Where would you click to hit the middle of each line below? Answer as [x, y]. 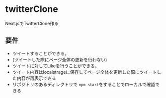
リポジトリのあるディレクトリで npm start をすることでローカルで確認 [84, 84]
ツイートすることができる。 [41, 53]
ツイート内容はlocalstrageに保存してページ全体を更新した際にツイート [85, 72]
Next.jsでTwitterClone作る [32, 23]
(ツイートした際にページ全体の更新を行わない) [60, 59]
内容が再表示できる [36, 78]
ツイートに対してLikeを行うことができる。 [56, 66]
